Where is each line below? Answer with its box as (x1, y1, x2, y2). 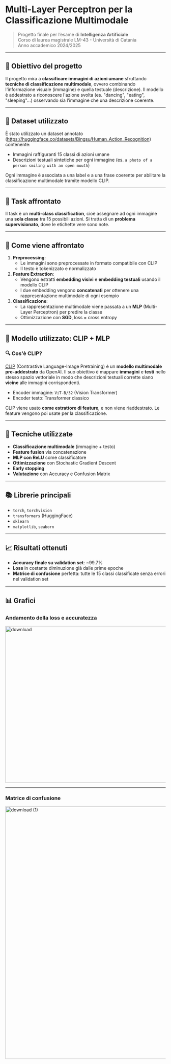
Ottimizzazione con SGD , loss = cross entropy (20, 315, 117, 321)
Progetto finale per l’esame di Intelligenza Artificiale (17, 31, 129, 37)
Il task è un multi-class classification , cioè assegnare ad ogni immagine (5, 211, 157, 217)
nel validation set (12, 576, 49, 582)
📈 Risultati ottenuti (5, 543, 68, 552)
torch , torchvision (12, 507, 52, 513)
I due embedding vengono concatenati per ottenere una (20, 287, 139, 294)
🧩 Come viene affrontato (5, 241, 84, 250)
